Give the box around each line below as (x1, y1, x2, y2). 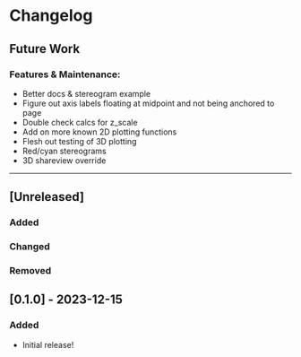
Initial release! (21, 339, 74, 350)
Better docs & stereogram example (21, 88, 151, 99)
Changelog (9, 5, 93, 26)
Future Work (9, 41, 81, 57)
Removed (9, 265, 52, 277)
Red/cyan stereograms (21, 145, 107, 156)
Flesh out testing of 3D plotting (21, 135, 137, 146)
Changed (9, 240, 51, 253)
